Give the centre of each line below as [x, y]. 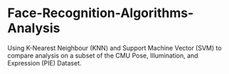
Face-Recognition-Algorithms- [101, 13]
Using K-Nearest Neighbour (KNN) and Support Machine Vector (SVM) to [114, 48]
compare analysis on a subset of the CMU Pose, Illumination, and [103, 55]
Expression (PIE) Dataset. [44, 63]
